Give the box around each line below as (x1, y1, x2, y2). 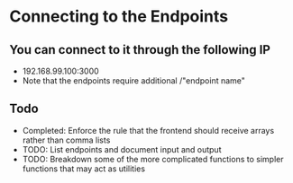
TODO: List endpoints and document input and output (22, 144, 222, 154)
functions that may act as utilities (22, 163, 146, 174)
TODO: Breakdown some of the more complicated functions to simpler (22, 153, 284, 164)
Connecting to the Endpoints (9, 6, 229, 27)
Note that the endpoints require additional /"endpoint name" (22, 75, 246, 86)
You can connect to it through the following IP (9, 42, 270, 57)
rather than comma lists (22, 135, 111, 145)
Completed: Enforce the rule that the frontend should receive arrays (22, 125, 275, 135)
